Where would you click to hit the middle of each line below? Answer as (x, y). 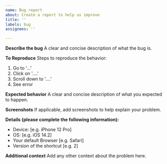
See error (23, 85)
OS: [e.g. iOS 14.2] (32, 135)
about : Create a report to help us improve (53, 15)
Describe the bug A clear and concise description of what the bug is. (79, 48)
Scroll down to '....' (32, 79)
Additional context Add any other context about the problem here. (76, 156)
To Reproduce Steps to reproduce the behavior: (56, 58)
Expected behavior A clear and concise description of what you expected (84, 94)
